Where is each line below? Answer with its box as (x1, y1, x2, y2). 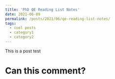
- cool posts (9, 26, 36, 30)
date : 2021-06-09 (5, 12, 41, 17)
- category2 (9, 35, 34, 40)
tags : (5, 21, 16, 26)
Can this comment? (5, 65, 86, 77)
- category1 (9, 30, 34, 35)
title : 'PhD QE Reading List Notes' (5, 7, 80, 12)
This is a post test (5, 48, 41, 54)
